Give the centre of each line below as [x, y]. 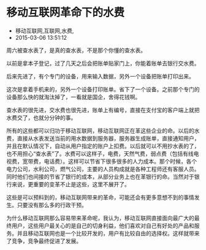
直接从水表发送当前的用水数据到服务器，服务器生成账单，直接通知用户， [108, 138]
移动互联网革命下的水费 [66, 13]
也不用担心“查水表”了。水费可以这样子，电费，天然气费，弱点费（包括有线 [100, 153]
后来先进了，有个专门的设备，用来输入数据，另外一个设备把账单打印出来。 [100, 76]
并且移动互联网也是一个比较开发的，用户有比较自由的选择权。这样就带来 [108, 233]
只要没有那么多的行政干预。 [52, 205]
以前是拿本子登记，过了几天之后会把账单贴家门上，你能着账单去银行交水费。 [103, 63]
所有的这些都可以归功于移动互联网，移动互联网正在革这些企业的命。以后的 [100, 131]
